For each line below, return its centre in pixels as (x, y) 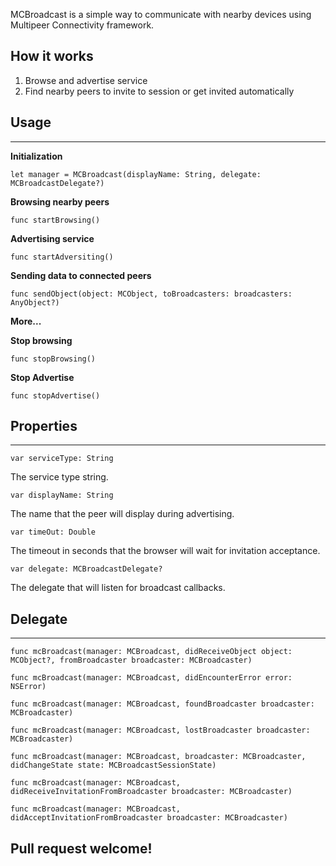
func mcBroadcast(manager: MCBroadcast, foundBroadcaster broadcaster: (162, 704)
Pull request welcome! (81, 848)
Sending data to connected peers (81, 275)
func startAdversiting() (62, 257)
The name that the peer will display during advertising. (122, 514)
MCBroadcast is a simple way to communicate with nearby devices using (161, 14)
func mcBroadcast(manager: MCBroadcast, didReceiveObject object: (151, 652)
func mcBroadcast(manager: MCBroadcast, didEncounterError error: (151, 678)
